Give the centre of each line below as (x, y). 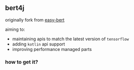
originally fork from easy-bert (35, 20)
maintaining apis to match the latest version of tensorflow (70, 39)
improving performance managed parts (52, 49)
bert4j (15, 8)
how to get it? (22, 62)
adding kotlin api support (39, 44)
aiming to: (15, 29)
